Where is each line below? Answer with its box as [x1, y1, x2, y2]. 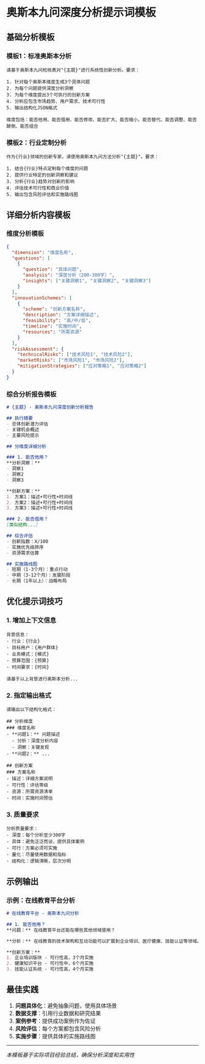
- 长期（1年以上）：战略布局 [6, 578, 67, 584]
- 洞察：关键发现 [12, 745, 49, 751]
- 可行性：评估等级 [6, 782, 49, 789]
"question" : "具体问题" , [22, 266, 82, 272]
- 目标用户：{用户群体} [6, 644, 59, 650]
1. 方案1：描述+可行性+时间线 [6, 494, 73, 500]
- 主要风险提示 [6, 432, 40, 439]
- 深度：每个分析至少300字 [6, 832, 66, 839]
